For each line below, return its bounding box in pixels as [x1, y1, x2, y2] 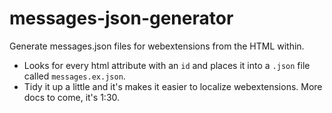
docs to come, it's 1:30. [23, 91, 121, 103]
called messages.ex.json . [23, 70, 126, 82]
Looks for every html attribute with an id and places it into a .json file [23, 59, 311, 71]
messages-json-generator [9, 7, 234, 30]
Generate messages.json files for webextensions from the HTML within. [9, 40, 305, 52]
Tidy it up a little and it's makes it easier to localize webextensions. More [23, 80, 323, 92]
